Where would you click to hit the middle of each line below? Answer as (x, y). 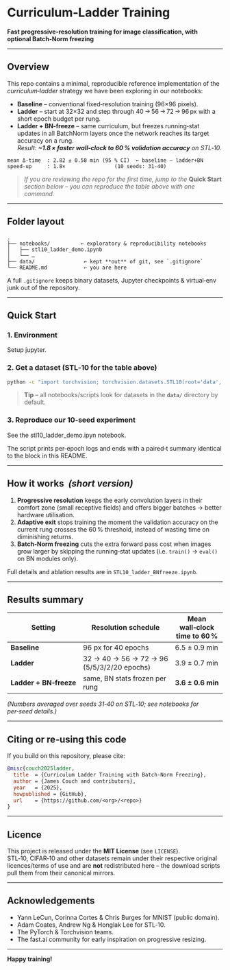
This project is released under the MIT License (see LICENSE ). (93, 851)
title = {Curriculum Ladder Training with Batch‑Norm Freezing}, (110, 775)
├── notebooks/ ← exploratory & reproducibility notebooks (107, 244)
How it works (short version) (70, 484)
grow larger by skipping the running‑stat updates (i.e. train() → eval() (117, 551)
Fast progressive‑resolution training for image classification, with (103, 32)
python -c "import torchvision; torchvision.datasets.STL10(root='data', (115, 382)
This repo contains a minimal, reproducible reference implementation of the (114, 83)
